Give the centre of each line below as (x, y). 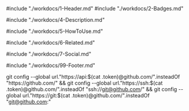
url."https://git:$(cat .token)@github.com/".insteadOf (86, 95)
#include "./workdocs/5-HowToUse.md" (54, 31)
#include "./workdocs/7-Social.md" (49, 54)
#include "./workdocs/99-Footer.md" (51, 65)
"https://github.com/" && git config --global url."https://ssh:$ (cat (84, 83)
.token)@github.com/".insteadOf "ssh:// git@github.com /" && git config (92, 89)
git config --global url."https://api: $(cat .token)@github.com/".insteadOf (93, 77)
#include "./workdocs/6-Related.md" (51, 43)
